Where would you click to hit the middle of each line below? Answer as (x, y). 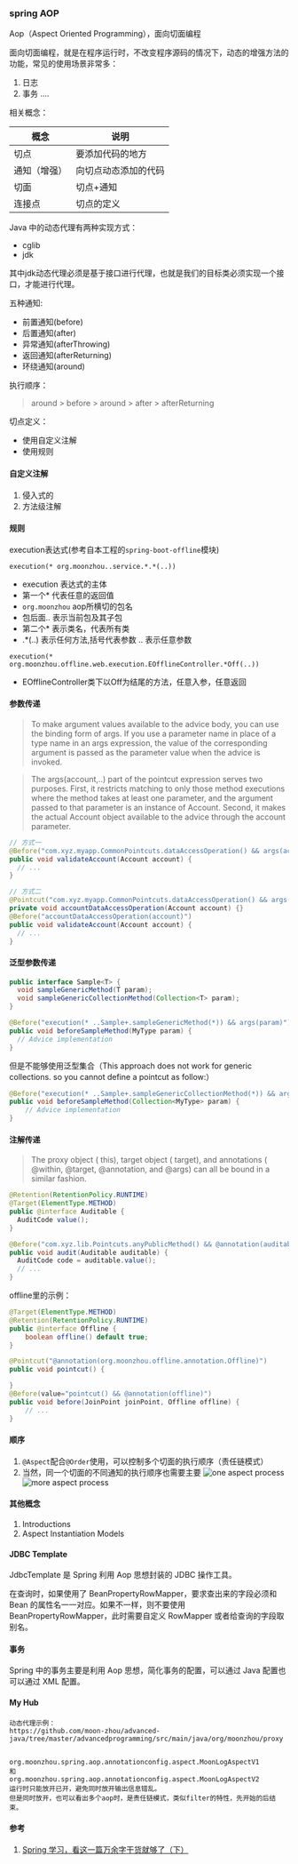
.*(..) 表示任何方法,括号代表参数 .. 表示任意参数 (107, 639)
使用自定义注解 (49, 440)
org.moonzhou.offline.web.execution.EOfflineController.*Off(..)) (134, 664)
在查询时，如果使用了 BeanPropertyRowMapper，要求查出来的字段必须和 (143, 1594)
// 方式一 (25, 843)
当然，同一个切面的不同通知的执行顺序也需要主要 (111, 1472)
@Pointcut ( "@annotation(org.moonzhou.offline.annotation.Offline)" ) (138, 1361)
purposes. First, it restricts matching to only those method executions (158, 788)
